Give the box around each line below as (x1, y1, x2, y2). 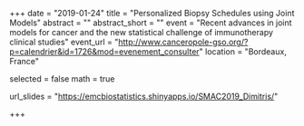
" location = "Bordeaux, (199, 46, 288, 57)
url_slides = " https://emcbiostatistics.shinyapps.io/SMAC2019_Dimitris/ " (9, 91, 279, 102)
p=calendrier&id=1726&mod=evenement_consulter (9, 46, 200, 57)
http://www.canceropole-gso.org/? (117, 36, 249, 47)
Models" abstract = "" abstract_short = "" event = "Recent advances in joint (9, 17, 292, 28)
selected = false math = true (9, 73, 115, 84)
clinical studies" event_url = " (9, 36, 119, 47)
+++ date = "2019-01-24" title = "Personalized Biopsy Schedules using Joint (9, 8, 295, 18)
